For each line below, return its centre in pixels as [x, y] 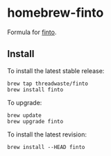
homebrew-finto [55, 13]
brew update [24, 115]
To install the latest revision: [47, 134]
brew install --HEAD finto [46, 147]
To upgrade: [25, 102]
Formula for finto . [32, 32]
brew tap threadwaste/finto [48, 84]
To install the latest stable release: [56, 70]
